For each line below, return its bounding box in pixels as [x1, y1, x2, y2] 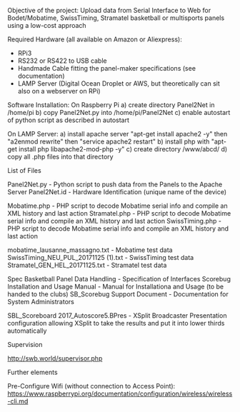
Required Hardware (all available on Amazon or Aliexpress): [7, 35, 182, 44]
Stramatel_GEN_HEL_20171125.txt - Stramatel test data [7, 261, 167, 269]
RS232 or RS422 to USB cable [17, 56, 107, 65]
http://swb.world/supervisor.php [7, 354, 103, 363]
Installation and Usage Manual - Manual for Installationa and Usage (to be [7, 282, 224, 291]
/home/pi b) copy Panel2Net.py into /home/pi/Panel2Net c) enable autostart [7, 109, 231, 116]
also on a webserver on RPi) [17, 87, 101, 95]
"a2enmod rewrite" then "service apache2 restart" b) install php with [7, 137, 210, 146]
